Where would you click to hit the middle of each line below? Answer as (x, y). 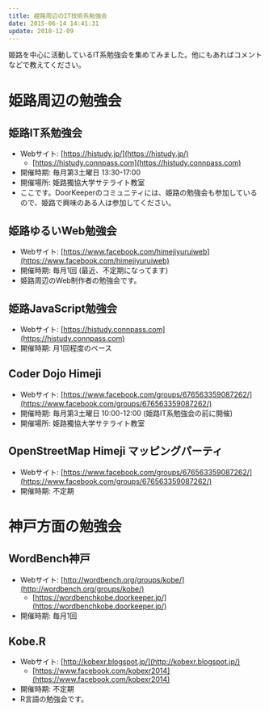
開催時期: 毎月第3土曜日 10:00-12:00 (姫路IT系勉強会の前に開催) (126, 413)
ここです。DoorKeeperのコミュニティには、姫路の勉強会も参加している (139, 193)
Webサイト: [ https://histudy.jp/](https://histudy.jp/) (104, 154)
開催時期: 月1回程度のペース (66, 348)
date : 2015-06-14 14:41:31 (54, 23)
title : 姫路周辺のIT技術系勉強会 (58, 16)
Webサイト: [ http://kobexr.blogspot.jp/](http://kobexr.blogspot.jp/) (130, 662)
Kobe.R (27, 642)
